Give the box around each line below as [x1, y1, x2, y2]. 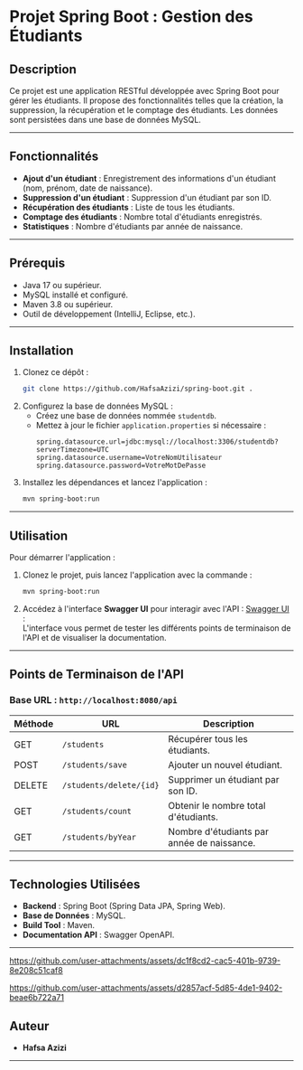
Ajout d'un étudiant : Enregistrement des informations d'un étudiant [22, 173, 277, 183]
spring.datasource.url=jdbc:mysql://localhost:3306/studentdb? [35, 437, 280, 446]
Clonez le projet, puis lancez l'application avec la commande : [22, 569, 252, 580]
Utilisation [9, 528, 69, 543]
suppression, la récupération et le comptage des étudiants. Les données [9, 105, 279, 115]
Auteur [9, 1018, 50, 1034]
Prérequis [9, 256, 66, 271]
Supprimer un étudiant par [168, 773, 280, 785]
